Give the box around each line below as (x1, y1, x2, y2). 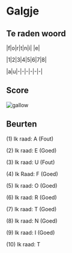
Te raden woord (6, 28, 66, 39)
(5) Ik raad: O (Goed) (6, 182, 58, 189)
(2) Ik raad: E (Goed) (6, 146, 57, 154)
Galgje (6, 4, 40, 18)
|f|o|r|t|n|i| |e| (6, 44, 40, 51)
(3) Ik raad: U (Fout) (6, 159, 55, 166)
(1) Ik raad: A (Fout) (6, 135, 54, 142)
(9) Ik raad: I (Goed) (6, 229, 55, 236)
